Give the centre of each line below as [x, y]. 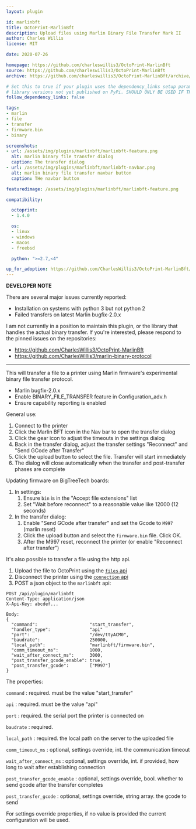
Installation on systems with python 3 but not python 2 [80, 309]
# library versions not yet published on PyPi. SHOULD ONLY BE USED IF [95, 92]
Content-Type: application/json [45, 599]
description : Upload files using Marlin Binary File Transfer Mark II [94, 33]
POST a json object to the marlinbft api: [63, 583]
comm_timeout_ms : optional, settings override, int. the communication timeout [98, 750]
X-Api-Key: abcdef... [32, 604]
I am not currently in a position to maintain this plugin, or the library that [92, 326]
